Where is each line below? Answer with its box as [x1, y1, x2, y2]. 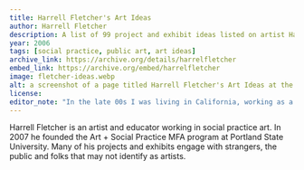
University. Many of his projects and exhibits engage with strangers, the [9, 141, 278, 152]
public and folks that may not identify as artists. [9, 151, 186, 162]
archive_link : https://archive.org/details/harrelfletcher [9, 55, 237, 64]
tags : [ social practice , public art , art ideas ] [9, 47, 196, 56]
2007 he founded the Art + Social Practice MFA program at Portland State [9, 132, 284, 143]
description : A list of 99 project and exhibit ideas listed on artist [9, 30, 285, 39]
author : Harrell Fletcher [9, 22, 107, 31]
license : [9, 89, 43, 98]
